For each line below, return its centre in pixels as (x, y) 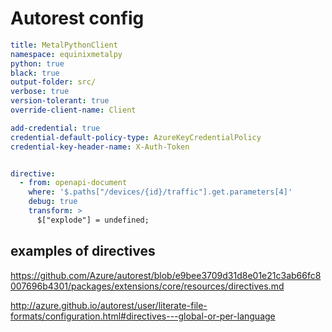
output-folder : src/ (53, 82)
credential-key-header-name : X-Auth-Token (100, 147)
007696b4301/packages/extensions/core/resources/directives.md (147, 286)
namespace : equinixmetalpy (66, 54)
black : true (35, 73)
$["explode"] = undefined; (93, 220)
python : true (37, 63)
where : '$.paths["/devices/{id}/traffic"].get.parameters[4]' (160, 192)
